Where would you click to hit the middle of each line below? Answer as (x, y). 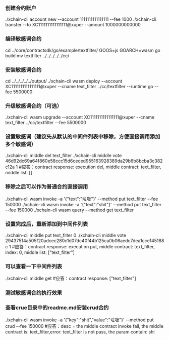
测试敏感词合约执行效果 (34, 293)
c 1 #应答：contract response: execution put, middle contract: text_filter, (80, 247)
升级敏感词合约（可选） (34, 106)
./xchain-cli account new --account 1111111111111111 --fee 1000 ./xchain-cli (81, 19)
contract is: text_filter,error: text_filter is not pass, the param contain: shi (80, 332)
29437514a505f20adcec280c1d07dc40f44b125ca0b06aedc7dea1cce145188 (85, 241)
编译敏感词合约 (23, 39)
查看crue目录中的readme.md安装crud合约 (57, 308)
